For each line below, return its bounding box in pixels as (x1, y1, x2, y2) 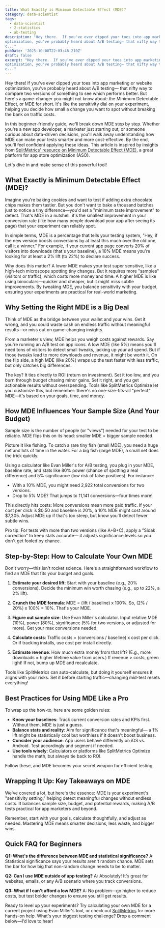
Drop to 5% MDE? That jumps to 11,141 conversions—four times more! (12, 493, 153, 499)
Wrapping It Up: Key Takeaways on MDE (5, 777, 131, 785)
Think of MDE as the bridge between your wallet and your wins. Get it (5, 316, 146, 322)
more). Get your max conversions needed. (12, 625, 98, 631)
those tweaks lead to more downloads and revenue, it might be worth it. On (5, 352, 158, 358)
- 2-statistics (9, 26, 41, 30)
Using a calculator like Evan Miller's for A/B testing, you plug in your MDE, (5, 463, 155, 468)
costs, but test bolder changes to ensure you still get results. (5, 893, 128, 899)
